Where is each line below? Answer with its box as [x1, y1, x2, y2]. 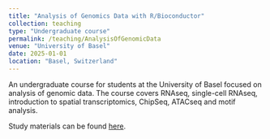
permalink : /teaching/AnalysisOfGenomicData [8, 34, 161, 43]
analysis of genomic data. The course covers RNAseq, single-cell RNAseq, [8, 88, 258, 98]
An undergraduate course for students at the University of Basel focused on [8, 79, 262, 89]
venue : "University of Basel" [8, 42, 111, 50]
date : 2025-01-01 [8, 50, 67, 58]
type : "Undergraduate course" [8, 27, 111, 35]
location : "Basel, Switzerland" [8, 58, 118, 66]
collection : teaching [8, 20, 82, 28]
